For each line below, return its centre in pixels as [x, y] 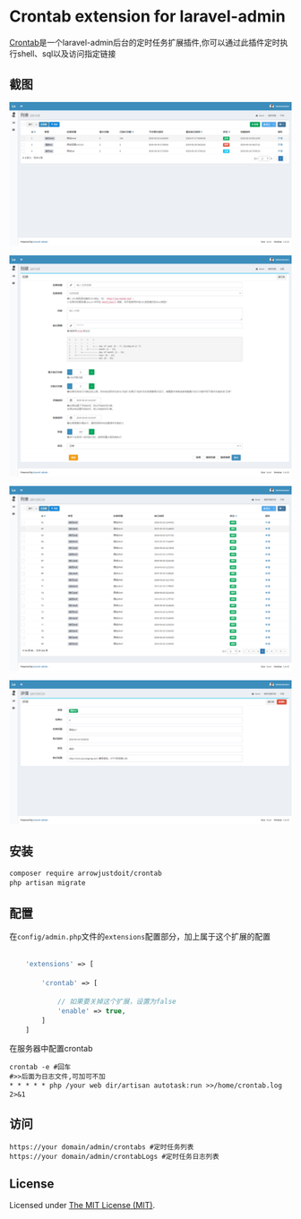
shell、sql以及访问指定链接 [66, 53]
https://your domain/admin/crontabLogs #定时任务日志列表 [114, 1156]
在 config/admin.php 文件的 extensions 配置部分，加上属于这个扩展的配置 [140, 936]
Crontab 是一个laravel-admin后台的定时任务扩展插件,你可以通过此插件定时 [145, 42]
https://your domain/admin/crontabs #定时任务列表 [102, 1147]
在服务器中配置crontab [51, 1048]
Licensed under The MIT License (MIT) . [82, 1206]
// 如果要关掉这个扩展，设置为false [116, 1002]
